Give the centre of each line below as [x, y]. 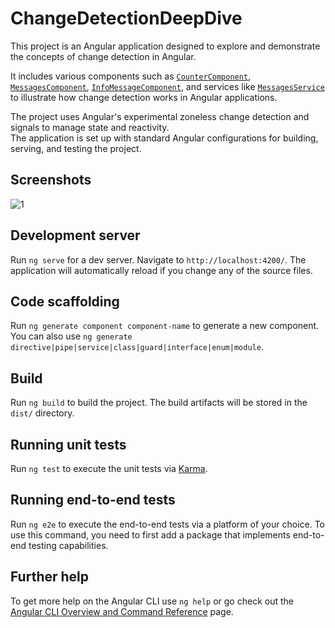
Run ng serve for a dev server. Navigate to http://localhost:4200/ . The [158, 259]
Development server [75, 235]
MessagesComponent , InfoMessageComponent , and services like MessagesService [167, 86]
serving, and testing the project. [76, 148]
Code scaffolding [65, 301]
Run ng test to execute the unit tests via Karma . [109, 468]
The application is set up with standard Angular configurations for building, [164, 138]
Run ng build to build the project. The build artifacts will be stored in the [159, 403]
